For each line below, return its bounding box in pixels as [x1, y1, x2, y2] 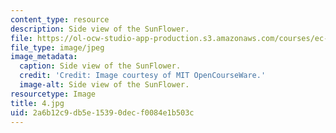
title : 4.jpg [10, 98, 65, 108]
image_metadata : [10, 52, 78, 62]
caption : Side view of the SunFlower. [19, 61, 182, 71]
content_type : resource [10, 14, 110, 25]
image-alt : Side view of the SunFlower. [19, 80, 190, 90]
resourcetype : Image [10, 89, 97, 99]
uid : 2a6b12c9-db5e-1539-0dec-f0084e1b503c [10, 107, 195, 118]
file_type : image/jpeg [10, 42, 105, 53]
